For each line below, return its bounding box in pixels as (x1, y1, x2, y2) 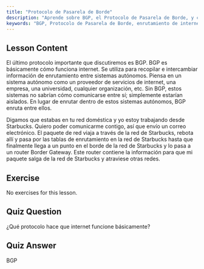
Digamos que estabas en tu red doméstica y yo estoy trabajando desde (6, 117, 185, 124)
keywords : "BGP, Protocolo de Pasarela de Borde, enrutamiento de (6, 20, 178, 26)
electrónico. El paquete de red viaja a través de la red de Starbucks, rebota (6, 129, 194, 137)
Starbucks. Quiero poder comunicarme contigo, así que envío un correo (6, 123, 186, 130)
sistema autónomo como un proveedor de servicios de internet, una (6, 79, 176, 86)
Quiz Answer (6, 240, 56, 251)
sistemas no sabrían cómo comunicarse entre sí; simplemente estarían (6, 91, 183, 99)
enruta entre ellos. (6, 104, 52, 112)
